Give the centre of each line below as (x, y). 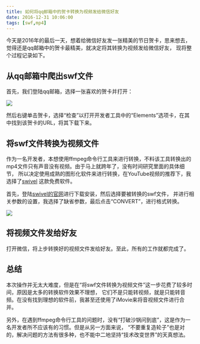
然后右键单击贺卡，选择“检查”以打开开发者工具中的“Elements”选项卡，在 (96, 115)
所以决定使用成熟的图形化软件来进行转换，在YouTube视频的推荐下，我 (104, 174)
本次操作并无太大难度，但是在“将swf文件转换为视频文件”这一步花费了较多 (97, 284)
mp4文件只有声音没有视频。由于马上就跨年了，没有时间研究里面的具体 (93, 166)
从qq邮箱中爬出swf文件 (50, 76)
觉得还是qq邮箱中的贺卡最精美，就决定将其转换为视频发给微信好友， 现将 (96, 48)
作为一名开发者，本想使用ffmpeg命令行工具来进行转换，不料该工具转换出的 (99, 159)
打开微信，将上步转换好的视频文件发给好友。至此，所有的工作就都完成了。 (98, 249)
